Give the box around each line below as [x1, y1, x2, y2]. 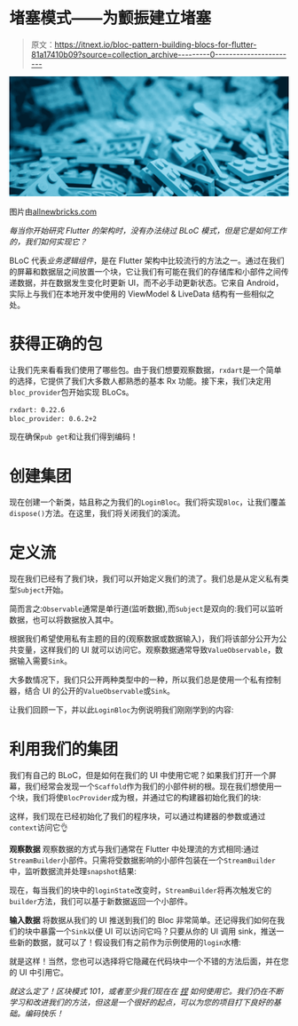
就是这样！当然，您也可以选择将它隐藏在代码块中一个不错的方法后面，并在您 [9, 956, 289, 966]
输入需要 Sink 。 [16, 656, 73, 666]
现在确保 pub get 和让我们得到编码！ [9, 432, 139, 442]
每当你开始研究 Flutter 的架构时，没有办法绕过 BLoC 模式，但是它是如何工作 [9, 225, 286, 235]
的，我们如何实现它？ [9, 236, 87, 247]
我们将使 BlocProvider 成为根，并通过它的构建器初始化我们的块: [32, 792, 262, 803]
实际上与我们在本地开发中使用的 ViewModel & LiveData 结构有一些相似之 [9, 288, 275, 298]
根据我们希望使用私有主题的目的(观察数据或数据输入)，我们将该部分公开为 [9, 633, 279, 644]
